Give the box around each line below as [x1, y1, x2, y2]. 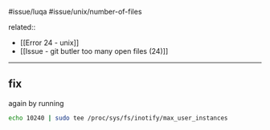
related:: [8, 22, 36, 31]
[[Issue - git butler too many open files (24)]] [19, 47, 169, 55]
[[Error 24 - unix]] [19, 38, 80, 47]
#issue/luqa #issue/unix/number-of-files [8, 7, 142, 16]
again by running [8, 98, 64, 108]
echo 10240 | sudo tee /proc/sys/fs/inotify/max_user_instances [8, 114, 228, 122]
